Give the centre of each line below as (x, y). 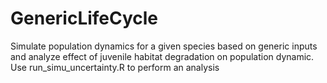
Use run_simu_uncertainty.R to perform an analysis (115, 67)
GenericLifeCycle (84, 18)
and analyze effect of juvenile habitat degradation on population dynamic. (162, 56)
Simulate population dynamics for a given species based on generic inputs (164, 46)
